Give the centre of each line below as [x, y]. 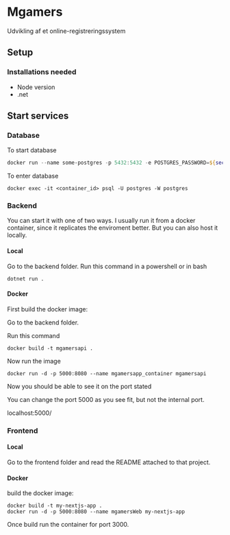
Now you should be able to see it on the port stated [79, 386]
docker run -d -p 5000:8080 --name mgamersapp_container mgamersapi [107, 373]
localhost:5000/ [29, 413]
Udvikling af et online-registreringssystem [66, 31]
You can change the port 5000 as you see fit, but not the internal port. [106, 399]
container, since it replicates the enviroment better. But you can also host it [113, 228]
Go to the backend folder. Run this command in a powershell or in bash [107, 266]
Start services [38, 116]
